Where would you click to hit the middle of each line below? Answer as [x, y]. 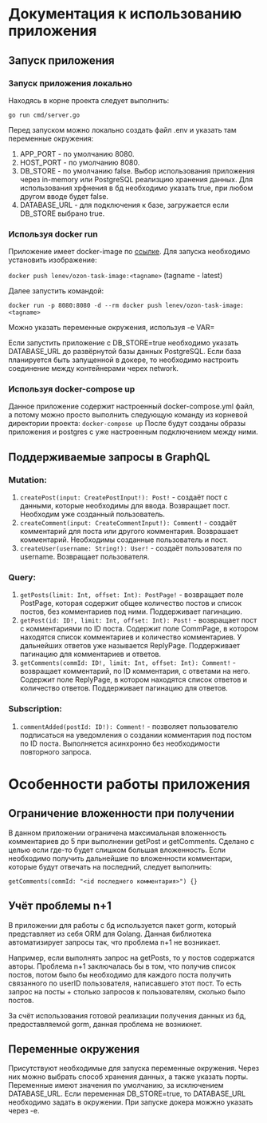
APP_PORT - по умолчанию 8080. [77, 153]
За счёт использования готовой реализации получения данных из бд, [128, 1015]
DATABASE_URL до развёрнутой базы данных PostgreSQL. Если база [125, 352]
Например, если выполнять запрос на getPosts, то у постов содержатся [132, 958]
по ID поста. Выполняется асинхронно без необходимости [120, 743]
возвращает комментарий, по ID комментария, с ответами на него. [135, 671]
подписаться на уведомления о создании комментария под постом [136, 735]
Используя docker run [53, 234]
